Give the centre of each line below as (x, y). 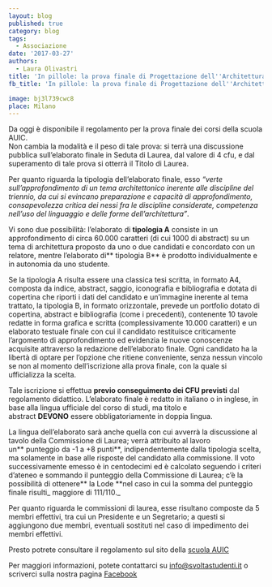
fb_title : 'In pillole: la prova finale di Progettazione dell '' (121, 84)
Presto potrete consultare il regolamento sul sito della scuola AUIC (119, 550)
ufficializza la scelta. (42, 375)
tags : (17, 39)
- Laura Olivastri (47, 69)
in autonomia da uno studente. (59, 264)
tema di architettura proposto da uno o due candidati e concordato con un (132, 247)
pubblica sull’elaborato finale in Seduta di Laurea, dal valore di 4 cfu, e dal (132, 155)
